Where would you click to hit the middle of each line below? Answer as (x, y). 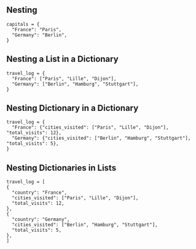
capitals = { (23, 24)
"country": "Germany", (41, 220)
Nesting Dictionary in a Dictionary (73, 108)
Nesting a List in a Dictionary (62, 59)
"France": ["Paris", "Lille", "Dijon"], (64, 79)
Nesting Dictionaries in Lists (61, 168)
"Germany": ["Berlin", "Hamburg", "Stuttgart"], (75, 84)
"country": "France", (40, 193)
